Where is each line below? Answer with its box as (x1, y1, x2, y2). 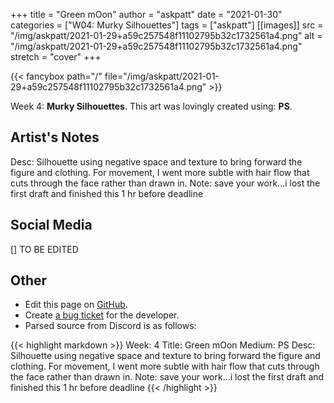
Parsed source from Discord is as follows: (24, 320, 197, 332)
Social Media (10, 217, 93, 234)
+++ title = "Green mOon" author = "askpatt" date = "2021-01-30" (10, 9, 283, 20)
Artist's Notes (10, 129, 100, 146)
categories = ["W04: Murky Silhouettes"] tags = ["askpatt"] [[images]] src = (10, 19, 324, 31)
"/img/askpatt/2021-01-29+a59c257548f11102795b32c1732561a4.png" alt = (10, 30, 323, 41)
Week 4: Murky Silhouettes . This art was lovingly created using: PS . (10, 100, 293, 112)
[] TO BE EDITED (10, 243, 79, 255)
